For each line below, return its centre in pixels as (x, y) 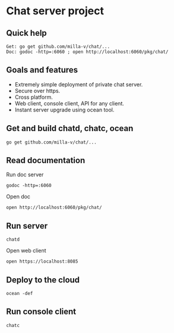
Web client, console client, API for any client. (69, 103)
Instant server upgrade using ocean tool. (64, 110)
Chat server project (55, 11)
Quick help (27, 33)
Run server (27, 225)
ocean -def (20, 294)
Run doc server (25, 175)
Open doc (18, 197)
